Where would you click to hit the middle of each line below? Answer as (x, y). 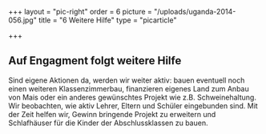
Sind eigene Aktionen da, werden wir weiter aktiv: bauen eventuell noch (127, 80)
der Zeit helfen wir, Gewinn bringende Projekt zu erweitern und (112, 114)
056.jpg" (23, 20)
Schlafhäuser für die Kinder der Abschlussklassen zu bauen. (108, 123)
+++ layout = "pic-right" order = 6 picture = (80, 12)
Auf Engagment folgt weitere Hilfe (95, 61)
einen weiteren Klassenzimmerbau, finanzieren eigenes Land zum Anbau (129, 88)
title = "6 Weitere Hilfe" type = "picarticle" (108, 20)
